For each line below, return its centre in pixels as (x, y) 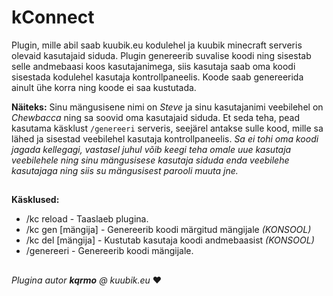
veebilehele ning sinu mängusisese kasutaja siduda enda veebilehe (150, 160)
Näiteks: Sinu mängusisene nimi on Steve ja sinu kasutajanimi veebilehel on (167, 107)
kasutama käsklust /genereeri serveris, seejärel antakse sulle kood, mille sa (167, 128)
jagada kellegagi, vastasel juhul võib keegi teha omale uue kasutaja (151, 149)
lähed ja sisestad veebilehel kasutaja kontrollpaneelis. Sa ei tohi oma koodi (165, 138)
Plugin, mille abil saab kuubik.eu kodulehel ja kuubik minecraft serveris (157, 45)
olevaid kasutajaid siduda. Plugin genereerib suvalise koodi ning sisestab (161, 55)
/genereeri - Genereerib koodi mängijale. (109, 251)
